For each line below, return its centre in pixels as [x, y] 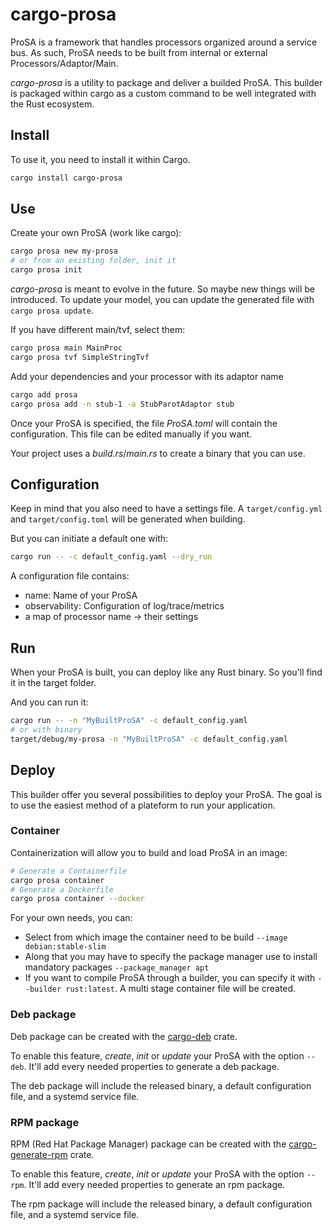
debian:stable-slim [65, 947]
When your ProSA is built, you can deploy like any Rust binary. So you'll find [166, 672]
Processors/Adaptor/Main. [64, 63]
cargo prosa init [46, 270]
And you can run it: [49, 702]
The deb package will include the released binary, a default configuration [161, 1085]
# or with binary [46, 729]
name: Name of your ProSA [81, 595]
